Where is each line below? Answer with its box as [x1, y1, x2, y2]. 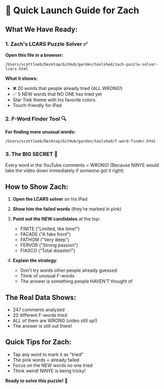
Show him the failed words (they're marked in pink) [12, 206, 122, 212]
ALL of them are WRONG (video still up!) [12, 317, 98, 324]
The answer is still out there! [12, 323, 72, 329]
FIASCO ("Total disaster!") [20, 248, 75, 254]
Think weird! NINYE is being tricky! [12, 368, 86, 374]
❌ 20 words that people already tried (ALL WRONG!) [12, 85, 123, 91]
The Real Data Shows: [5, 293, 76, 301]
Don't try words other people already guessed [20, 267, 117, 273]
